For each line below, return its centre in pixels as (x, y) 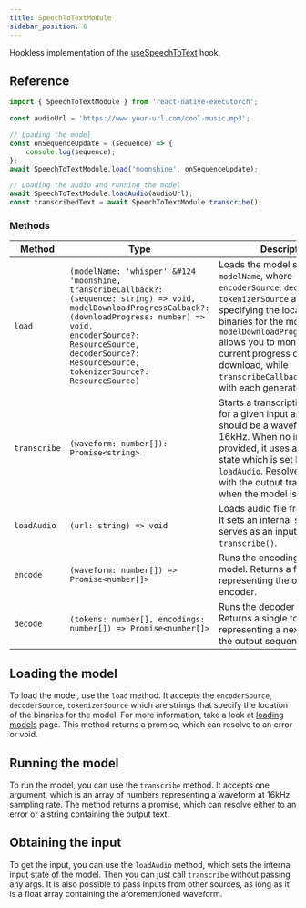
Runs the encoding (259, 558)
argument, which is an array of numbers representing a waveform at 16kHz (150, 794)
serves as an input (258, 532)
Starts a (235, 402)
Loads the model (254, 265)
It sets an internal (255, 520)
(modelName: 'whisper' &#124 (133, 271)
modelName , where (255, 277)
